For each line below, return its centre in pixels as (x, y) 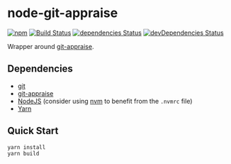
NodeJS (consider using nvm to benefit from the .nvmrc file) (105, 101)
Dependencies (40, 69)
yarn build (23, 154)
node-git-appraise (63, 13)
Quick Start (33, 131)
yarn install (27, 147)
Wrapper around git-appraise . (51, 46)
